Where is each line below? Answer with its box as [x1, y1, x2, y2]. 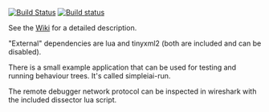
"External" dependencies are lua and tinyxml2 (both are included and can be [8, 38, 262, 48]
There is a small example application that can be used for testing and [8, 62, 237, 72]
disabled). [8, 47, 42, 56]
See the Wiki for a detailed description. [8, 23, 137, 32]
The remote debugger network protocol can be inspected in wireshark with [8, 86, 257, 96]
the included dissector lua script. [8, 95, 117, 104]
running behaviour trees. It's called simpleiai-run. [8, 71, 171, 80]
